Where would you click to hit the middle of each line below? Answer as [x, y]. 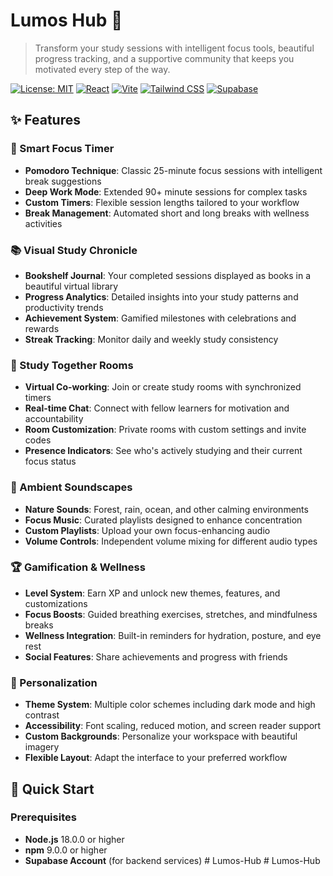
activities [43, 223]
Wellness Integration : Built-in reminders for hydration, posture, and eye [173, 635]
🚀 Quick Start [52, 789]
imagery [42, 747]
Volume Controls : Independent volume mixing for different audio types [171, 541]
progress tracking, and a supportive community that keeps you [164, 58]
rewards [42, 328]
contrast [42, 715]
